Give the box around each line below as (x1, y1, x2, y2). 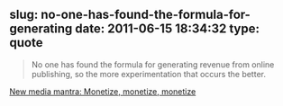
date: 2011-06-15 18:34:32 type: (75, 22, 260, 37)
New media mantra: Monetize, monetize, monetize (9, 85, 196, 97)
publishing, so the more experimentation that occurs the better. (31, 68, 266, 79)
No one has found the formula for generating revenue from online (31, 58, 275, 70)
